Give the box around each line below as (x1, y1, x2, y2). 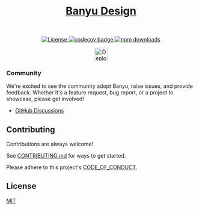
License (6, 181, 37, 191)
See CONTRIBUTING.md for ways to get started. (6, 152, 126, 159)
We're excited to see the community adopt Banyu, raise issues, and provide (6, 82, 194, 90)
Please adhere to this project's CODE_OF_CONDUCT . (6, 164, 138, 171)
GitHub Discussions (14, 107, 64, 114)
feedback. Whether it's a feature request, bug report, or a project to (6, 89, 174, 96)
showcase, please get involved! (6, 95, 84, 103)
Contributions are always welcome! (6, 140, 94, 148)
